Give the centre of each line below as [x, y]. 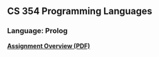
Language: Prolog [38, 31]
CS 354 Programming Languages [80, 11]
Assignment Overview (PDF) [49, 46]
